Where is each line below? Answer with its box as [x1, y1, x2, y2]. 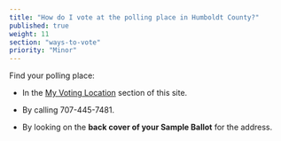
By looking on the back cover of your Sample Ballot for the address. [21, 121, 273, 133]
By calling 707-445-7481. [21, 105, 115, 115]
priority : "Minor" [9, 46, 77, 55]
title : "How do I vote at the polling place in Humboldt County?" [9, 12, 260, 22]
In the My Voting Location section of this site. [21, 88, 188, 98]
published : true [9, 21, 69, 30]
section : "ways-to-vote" [9, 37, 101, 47]
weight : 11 [9, 29, 50, 38]
